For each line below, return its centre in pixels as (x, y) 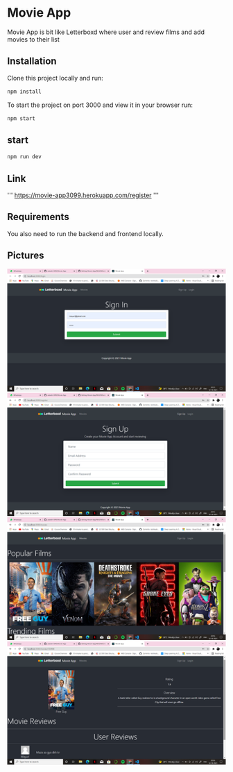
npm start (21, 118)
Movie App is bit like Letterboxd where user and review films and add (106, 32)
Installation (32, 61)
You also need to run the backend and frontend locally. (86, 233)
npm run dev (24, 157)
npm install (24, 92)
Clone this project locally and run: (55, 78)
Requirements (38, 217)
